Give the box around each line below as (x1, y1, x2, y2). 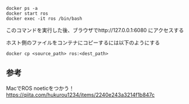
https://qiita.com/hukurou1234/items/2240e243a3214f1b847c (6, 91, 155, 98)
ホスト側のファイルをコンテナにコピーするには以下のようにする (6, 39, 160, 46)
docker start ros (6, 11, 49, 16)
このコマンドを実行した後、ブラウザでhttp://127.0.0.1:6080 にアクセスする (6, 27, 184, 33)
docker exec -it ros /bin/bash (6, 16, 83, 22)
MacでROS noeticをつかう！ (6, 85, 74, 92)
